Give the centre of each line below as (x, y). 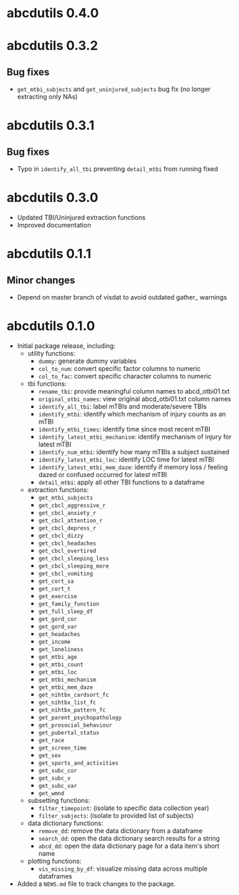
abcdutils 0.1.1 (49, 254)
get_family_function (69, 604)
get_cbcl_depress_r (67, 528)
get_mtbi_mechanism (67, 680)
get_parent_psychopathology (80, 718)
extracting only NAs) (47, 97)
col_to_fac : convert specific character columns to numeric (125, 377)
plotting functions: (55, 861)
